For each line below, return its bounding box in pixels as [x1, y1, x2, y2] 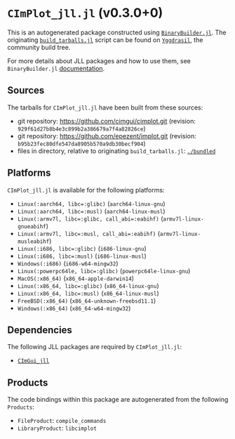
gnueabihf [17, 223, 47, 230]
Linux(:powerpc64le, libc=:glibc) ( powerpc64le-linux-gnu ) [17, 266, 191, 275]
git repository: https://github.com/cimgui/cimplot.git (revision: [17, 117, 196, 125]
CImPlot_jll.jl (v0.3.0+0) [7, 5, 163, 21]
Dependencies [7, 324, 72, 336]
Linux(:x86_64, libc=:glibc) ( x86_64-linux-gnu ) [17, 281, 159, 289]
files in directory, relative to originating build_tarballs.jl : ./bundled [17, 146, 216, 155]
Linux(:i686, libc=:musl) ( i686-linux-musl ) [17, 251, 147, 260]
